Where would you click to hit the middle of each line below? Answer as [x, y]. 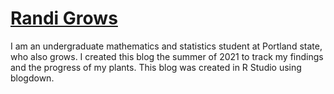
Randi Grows [64, 18]
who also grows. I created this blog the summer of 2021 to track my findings [167, 56]
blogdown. [32, 78]
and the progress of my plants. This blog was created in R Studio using [156, 67]
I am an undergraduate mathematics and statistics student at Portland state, [166, 46]
